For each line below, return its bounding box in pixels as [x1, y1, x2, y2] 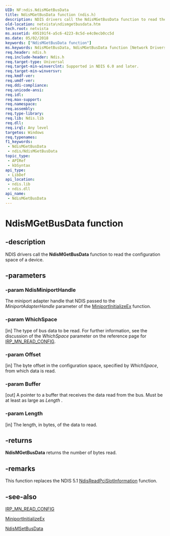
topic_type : [5, 154, 30, 159]
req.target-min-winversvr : [5, 69, 62, 74]
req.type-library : [5, 111, 44, 117]
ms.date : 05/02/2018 [5, 36, 49, 41]
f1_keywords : [5, 139, 33, 144]
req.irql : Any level [5, 125, 49, 130]
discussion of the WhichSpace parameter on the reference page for [5, 333, 147, 339]
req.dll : [5, 120, 24, 126]
